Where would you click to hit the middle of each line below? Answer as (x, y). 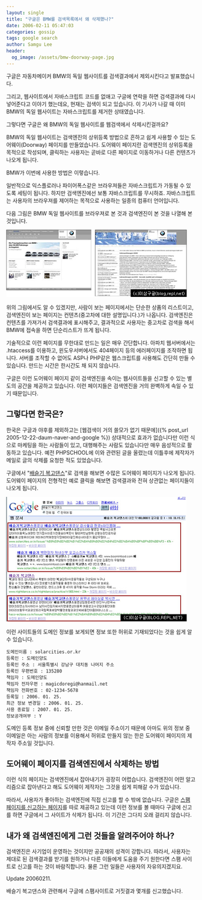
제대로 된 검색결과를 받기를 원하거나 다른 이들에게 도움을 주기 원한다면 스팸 (94, 859)
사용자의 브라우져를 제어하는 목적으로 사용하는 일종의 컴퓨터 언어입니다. (96, 200)
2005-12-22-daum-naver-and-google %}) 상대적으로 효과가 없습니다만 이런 (98, 437)
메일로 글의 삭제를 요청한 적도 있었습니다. (54, 460)
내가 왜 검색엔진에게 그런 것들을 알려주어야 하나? (90, 836)
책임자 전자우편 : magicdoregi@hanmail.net (57, 684)
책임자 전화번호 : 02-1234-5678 (42, 690)
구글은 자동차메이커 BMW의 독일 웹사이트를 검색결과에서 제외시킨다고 (88, 76)
